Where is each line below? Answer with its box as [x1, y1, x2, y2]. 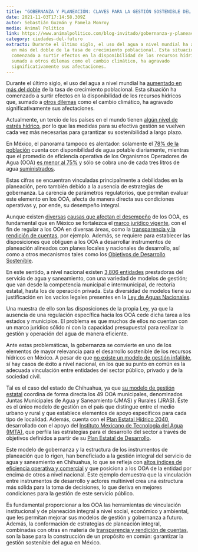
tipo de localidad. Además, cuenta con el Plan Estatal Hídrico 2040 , [6, 416, 170, 423]
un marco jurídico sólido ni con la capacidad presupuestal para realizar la [6, 324, 184, 331]
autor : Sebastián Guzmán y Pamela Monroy [6, 19, 110, 25]
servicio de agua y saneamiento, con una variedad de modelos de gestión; [6, 275, 187, 282]
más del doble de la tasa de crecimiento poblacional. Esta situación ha [6, 86, 177, 93]
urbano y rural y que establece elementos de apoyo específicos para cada [6, 410, 187, 417]
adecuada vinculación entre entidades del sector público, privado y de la [6, 367, 183, 374]
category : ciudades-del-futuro [6, 36, 83, 42]
